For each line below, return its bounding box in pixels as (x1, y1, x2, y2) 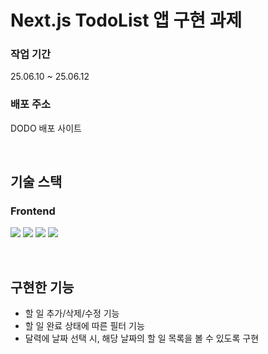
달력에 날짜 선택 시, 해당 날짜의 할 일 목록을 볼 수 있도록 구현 (24, 332, 260, 345)
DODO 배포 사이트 (10, 122, 82, 134)
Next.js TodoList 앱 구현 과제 (10, 9, 243, 32)
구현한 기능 (10, 279, 75, 296)
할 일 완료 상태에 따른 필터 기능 (24, 320, 145, 332)
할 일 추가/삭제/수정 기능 (24, 307, 120, 320)
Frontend (10, 204, 56, 218)
